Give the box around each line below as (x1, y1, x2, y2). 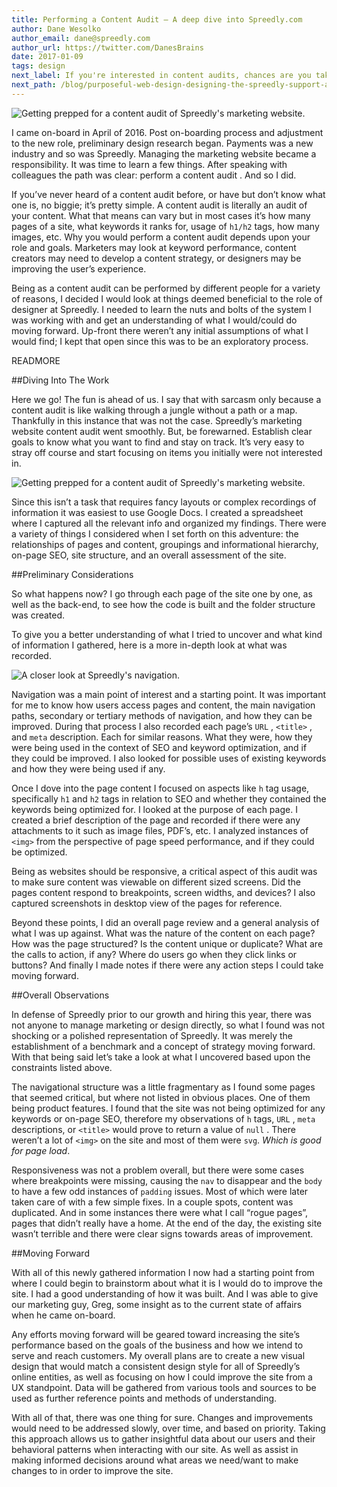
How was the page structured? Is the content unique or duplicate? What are (11, 937, 324, 950)
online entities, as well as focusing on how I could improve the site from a (11, 1371, 313, 1383)
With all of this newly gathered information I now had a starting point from (11, 1266, 315, 1278)
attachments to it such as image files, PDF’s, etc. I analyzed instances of (11, 824, 309, 836)
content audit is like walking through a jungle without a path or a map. (11, 404, 298, 416)
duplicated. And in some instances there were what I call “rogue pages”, (11, 1206, 309, 1218)
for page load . (11, 1144, 71, 1156)
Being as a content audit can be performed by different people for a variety (11, 282, 321, 294)
